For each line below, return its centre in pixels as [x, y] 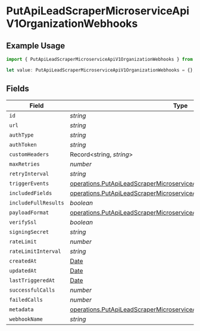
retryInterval [29, 174]
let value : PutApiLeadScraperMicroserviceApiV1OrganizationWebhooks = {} [100, 70]
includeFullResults [37, 203]
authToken [23, 145]
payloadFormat [29, 212]
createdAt [23, 261]
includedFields [31, 193]
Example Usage [36, 46]
